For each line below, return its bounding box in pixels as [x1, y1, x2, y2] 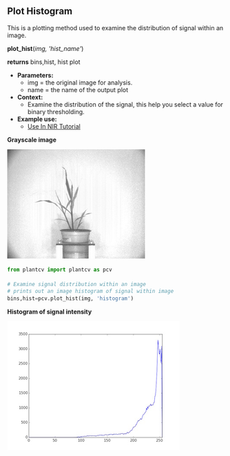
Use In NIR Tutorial [27, 122, 81, 130]
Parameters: [17, 71, 54, 79]
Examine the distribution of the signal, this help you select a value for [27, 100, 224, 109]
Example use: [17, 115, 57, 123]
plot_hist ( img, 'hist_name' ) [7, 44, 84, 52]
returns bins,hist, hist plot [7, 58, 81, 66]
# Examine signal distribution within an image [7, 281, 147, 287]
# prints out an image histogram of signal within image [7, 288, 174, 295]
